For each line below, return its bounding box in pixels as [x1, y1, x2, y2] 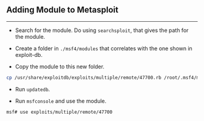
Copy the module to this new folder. [15, 63, 105, 70]
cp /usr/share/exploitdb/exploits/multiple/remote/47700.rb [6, 74, 162, 80]
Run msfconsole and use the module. [15, 97, 107, 105]
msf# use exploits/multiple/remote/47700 [6, 109, 113, 115]
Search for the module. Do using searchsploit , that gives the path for [15, 27, 189, 34]
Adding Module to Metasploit [6, 5, 118, 15]
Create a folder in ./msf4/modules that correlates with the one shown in [15, 45, 192, 52]
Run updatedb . [15, 85, 50, 93]
